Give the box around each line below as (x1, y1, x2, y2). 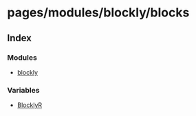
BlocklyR (17, 101, 43, 109)
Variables (7, 85, 40, 95)
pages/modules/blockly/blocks (7, 5, 190, 21)
